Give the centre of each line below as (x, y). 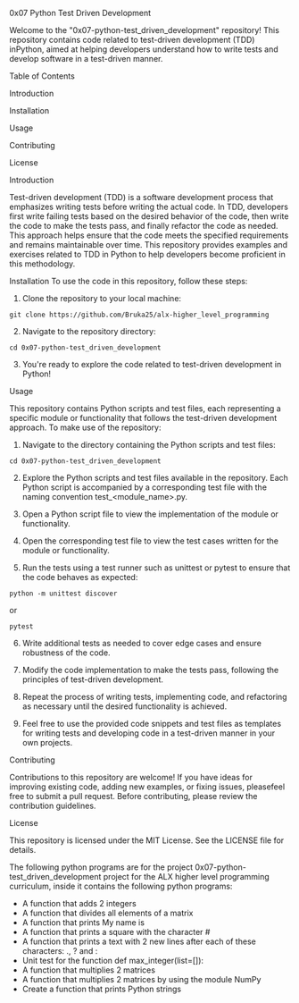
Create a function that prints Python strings (102, 989)
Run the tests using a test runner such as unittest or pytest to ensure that (156, 568)
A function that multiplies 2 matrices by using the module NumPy (141, 979)
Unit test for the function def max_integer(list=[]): (112, 961)
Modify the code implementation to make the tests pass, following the (150, 670)
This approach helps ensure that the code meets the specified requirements (149, 235)
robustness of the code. (66, 653)
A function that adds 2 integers (79, 903)
